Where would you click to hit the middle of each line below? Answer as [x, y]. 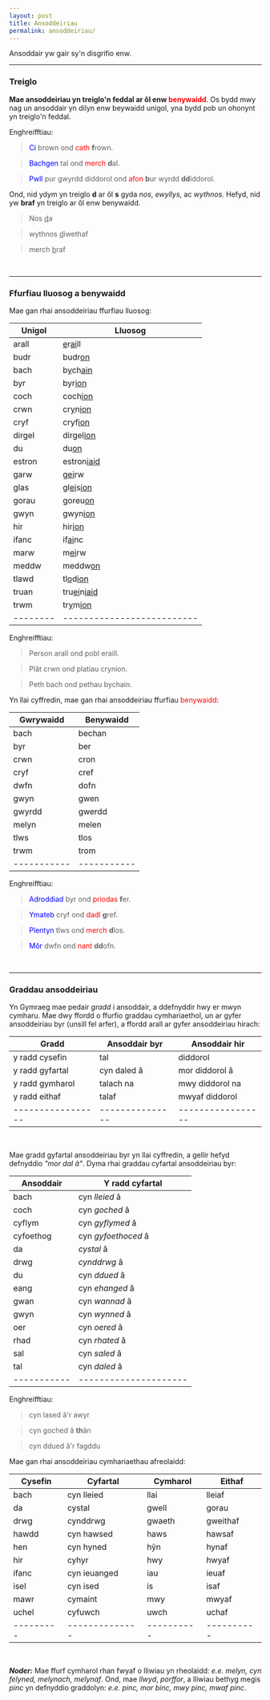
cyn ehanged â [106, 1288]
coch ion [78, 396]
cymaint [83, 1600]
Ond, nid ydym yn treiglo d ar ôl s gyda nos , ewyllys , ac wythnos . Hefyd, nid [135, 194]
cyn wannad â [105, 1301]
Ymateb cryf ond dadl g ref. [73, 914]
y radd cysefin [40, 1058]
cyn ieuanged [93, 1573]
